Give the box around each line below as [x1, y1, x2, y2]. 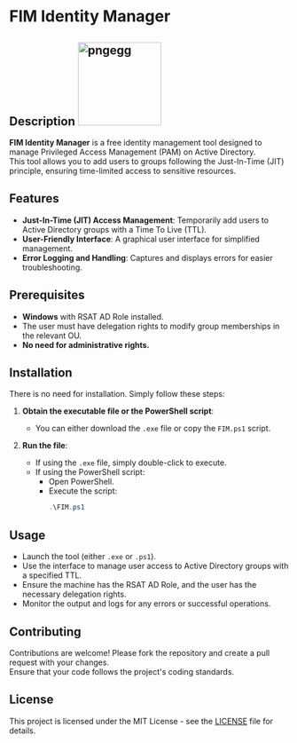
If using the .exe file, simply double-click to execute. [35, 457, 228, 468]
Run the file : [21, 440, 68, 451]
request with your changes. [9, 657, 109, 668]
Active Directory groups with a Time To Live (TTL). [21, 224, 207, 234]
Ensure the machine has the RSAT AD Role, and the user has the [21, 580, 257, 590]
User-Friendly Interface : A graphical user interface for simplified [21, 233, 260, 244]
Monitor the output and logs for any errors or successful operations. [21, 598, 271, 609]
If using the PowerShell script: [35, 467, 145, 478]
